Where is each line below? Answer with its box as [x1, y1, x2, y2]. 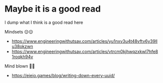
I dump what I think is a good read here [4, 19, 83, 25]
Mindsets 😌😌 [4, 29, 34, 34]
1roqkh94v [11, 53, 34, 59]
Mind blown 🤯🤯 [4, 63, 35, 69]
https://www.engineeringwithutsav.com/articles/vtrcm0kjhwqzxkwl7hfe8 [11, 49, 158, 54]
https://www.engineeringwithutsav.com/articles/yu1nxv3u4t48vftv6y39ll [11, 38, 158, 44]
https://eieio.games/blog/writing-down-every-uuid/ [11, 72, 115, 78]
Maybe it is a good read [4, 3, 101, 15]
